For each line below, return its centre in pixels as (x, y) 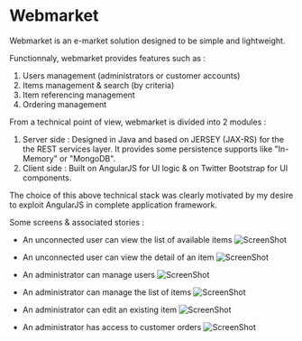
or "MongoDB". (88, 158)
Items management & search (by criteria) (98, 85)
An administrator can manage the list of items (107, 292)
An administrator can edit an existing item (100, 309)
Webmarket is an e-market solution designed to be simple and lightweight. (147, 41)
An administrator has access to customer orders (112, 327)
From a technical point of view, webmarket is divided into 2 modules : (138, 122)
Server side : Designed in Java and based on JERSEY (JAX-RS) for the (153, 139)
